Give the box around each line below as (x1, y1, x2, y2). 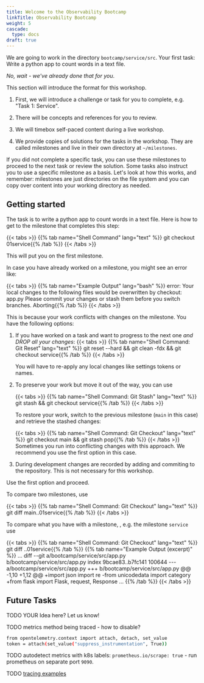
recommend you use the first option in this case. (15, 449, 137, 456)
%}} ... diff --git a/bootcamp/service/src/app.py (6, 552, 126, 559)
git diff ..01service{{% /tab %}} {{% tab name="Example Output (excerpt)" (6, 545, 193, 553)
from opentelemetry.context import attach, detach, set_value (6, 635, 167, 641)
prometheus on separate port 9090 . (6, 658, 94, 665)
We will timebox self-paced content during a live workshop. (15, 126, 164, 133)
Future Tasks (6, 595, 57, 606)
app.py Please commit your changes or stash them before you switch (6, 295, 181, 302)
